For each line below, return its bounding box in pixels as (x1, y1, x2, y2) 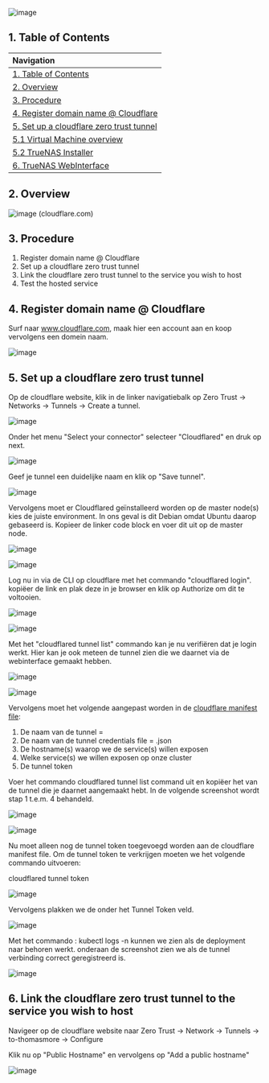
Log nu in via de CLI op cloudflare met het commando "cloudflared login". (8, 575, 251, 585)
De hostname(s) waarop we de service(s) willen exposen (19, 744, 209, 754)
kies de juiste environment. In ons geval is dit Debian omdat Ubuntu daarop (8, 512, 257, 521)
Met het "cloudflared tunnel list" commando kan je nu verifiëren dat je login (8, 640, 257, 649)
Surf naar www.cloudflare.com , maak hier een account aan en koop (8, 323, 232, 333)
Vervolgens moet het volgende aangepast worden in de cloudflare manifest (8, 703, 258, 713)
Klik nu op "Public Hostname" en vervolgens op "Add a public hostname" (8, 1050, 250, 1060)
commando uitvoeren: (8, 858, 82, 868)
